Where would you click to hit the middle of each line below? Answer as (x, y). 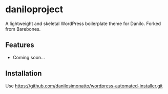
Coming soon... (29, 57)
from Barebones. (23, 29)
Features (20, 45)
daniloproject (34, 9)
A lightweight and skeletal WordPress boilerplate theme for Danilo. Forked (83, 24)
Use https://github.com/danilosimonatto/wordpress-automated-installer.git (84, 86)
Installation (24, 73)
